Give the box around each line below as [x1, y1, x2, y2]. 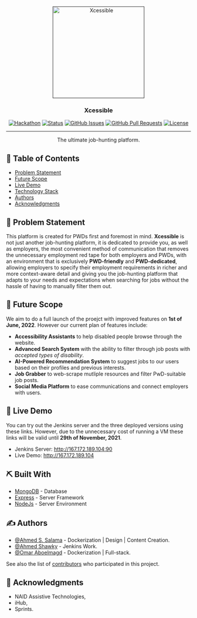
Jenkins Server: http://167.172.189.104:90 [14, 445, 113, 452]
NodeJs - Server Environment [14, 500, 87, 508]
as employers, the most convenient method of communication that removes [6, 245, 189, 252]
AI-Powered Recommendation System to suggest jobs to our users [14, 357, 179, 364]
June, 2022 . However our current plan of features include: [6, 321, 148, 329]
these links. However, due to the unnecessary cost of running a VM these [6, 428, 184, 435]
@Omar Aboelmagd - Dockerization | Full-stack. [14, 549, 131, 556]
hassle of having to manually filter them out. [6, 282, 113, 289]
